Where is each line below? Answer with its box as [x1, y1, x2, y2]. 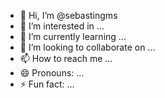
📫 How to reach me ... [19, 53, 113, 64]
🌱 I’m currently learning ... [19, 31, 127, 42]
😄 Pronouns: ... [19, 67, 85, 79]
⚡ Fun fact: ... [19, 78, 75, 90]
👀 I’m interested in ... [19, 20, 105, 32]
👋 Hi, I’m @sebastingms [19, 10, 118, 21]
